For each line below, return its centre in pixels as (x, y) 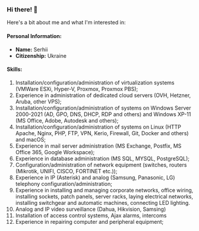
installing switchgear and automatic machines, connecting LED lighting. (103, 202)
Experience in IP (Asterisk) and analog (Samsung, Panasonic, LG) (95, 177)
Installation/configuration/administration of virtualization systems (95, 82)
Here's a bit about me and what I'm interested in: (66, 23)
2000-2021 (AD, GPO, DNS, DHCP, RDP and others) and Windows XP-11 (103, 114)
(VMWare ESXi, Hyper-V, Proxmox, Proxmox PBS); (77, 89)
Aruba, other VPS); (38, 101)
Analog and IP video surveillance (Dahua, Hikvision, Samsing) (91, 209)
